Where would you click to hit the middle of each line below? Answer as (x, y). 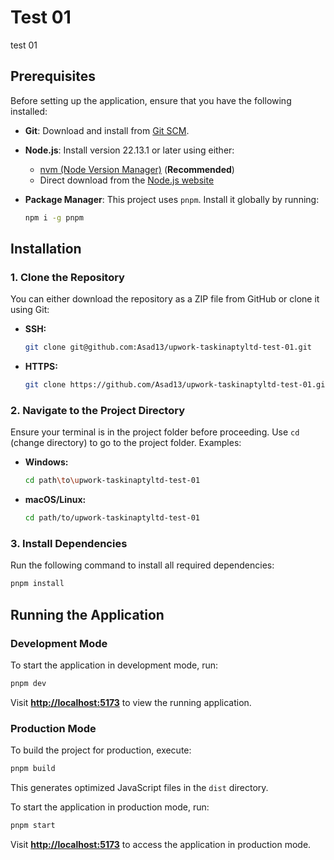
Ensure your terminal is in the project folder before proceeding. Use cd (155, 432)
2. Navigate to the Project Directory (98, 410)
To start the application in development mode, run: (114, 665)
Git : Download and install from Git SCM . (107, 130)
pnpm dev (28, 683)
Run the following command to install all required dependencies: (142, 565)
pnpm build (33, 769)
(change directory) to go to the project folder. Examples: (126, 443)
